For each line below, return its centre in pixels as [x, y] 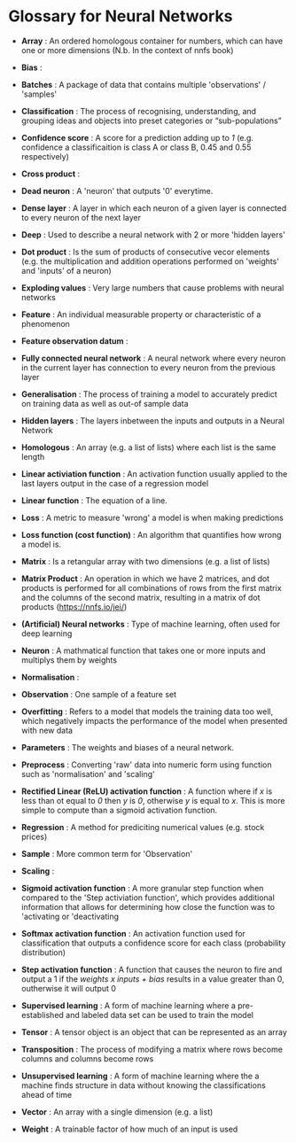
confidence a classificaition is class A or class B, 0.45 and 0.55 [136, 147]
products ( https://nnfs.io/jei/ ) [74, 606]
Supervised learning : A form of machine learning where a [128, 1005]
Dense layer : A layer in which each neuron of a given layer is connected [154, 208]
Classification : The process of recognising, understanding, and [139, 111]
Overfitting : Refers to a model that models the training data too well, [147, 711]
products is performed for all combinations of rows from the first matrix [151, 587]
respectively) [45, 156]
